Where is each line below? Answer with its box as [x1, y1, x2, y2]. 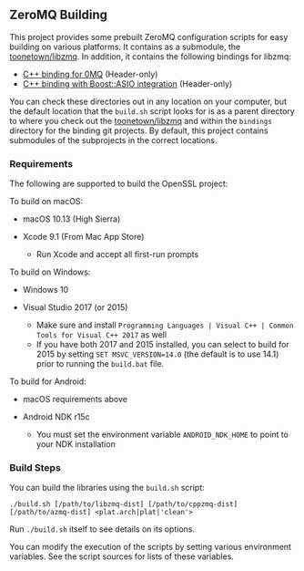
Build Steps [9, 462, 61, 474]
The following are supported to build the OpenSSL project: [9, 178, 228, 190]
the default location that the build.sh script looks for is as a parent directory [9, 105, 296, 117]
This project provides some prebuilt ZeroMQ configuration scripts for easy [9, 31, 289, 42]
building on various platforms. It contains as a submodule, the [9, 41, 241, 52]
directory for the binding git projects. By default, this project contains [9, 125, 269, 136]
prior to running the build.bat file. [35, 358, 165, 369]
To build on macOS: [9, 196, 84, 207]
